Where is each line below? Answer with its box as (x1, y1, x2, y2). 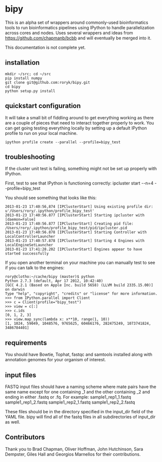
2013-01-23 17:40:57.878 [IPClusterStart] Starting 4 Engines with (5, 239, 145, 243)
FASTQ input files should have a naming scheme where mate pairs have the (5, 384, 157, 389)
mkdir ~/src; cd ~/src (5, 72, 51, 76)
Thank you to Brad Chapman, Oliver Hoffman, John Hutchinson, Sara (5, 446, 144, 452)
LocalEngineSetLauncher (5, 242, 54, 248)
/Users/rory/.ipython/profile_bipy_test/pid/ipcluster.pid (5, 225, 127, 231)
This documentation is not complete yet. (5, 44, 86, 50)
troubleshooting (5, 152, 55, 161)
